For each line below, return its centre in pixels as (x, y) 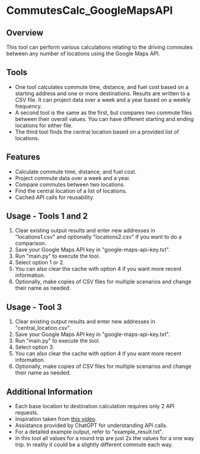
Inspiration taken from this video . (56, 419)
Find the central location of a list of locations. (71, 191)
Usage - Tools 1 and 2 (47, 216)
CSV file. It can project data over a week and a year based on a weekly (103, 99)
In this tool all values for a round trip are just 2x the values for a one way (105, 438)
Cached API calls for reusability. (55, 197)
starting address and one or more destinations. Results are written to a (102, 93)
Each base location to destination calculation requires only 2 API (95, 406)
